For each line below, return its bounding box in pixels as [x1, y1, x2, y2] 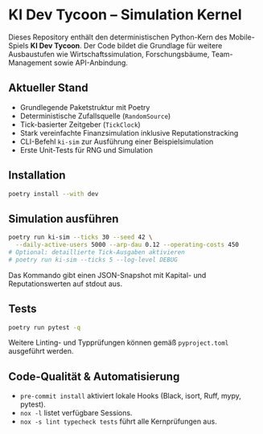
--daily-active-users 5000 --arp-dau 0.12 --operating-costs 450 [15, 241, 240, 249]
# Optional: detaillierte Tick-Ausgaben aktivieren [8, 248, 185, 256]
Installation [8, 169, 66, 182]
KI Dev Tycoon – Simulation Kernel [8, 6, 243, 24]
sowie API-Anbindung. [53, 58, 129, 68]
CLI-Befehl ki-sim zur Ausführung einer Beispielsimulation [19, 137, 214, 146]
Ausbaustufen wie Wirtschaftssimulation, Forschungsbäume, [8, 49, 210, 59]
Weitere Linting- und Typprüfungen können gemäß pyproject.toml [8, 338, 229, 347]
